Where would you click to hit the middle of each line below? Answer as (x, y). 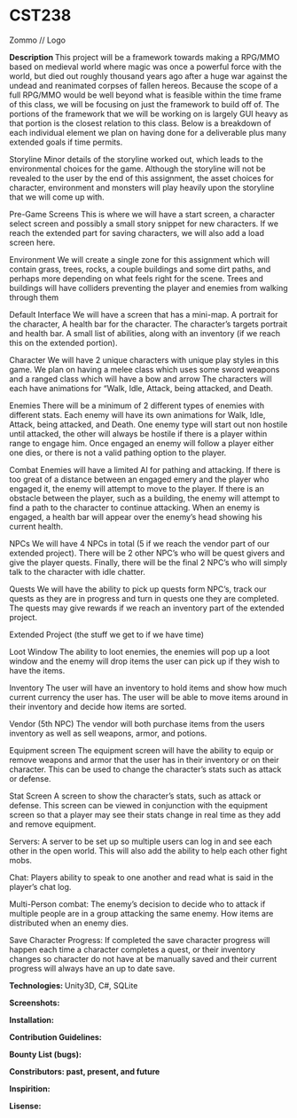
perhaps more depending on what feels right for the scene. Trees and (137, 278)
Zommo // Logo (38, 40)
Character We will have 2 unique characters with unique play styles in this (144, 359)
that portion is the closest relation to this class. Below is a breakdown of (141, 123)
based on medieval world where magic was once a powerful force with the (145, 67)
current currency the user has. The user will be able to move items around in (149, 697)
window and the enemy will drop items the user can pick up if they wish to (145, 661)
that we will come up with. (57, 197)
